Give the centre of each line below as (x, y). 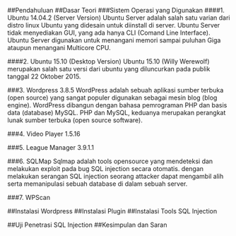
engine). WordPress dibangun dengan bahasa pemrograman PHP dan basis (117, 105)
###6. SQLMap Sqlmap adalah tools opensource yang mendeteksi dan (110, 161)
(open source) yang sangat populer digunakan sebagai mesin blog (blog (112, 98)
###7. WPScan (29, 197)
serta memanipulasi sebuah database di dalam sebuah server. (98, 184)
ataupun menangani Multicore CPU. (59, 48)
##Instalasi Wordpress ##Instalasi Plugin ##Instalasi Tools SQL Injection (112, 211)
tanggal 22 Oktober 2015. (44, 76)
